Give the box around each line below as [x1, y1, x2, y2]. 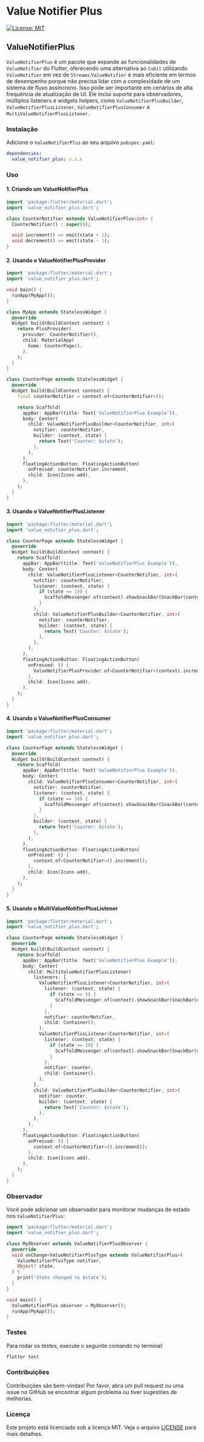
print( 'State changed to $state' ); [17, 1274, 107, 1281]
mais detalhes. [6, 1430, 43, 1438]
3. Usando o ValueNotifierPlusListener [6, 508, 105, 515]
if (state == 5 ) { [49, 991, 97, 997]
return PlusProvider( [17, 326, 72, 332]
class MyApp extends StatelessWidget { [6, 309, 107, 315]
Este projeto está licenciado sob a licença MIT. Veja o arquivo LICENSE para [6, 1424, 196, 1431]
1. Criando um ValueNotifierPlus [6, 185, 89, 193]
